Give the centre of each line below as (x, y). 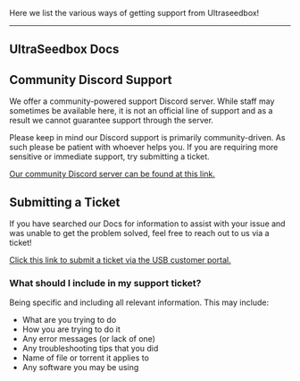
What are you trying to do (69, 320)
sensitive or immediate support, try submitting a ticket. (109, 157)
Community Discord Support (91, 80)
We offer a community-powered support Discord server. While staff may (142, 101)
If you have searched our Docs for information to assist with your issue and (147, 224)
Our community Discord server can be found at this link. (112, 174)
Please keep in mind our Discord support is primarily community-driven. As (147, 138)
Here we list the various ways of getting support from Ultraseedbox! (134, 13)
